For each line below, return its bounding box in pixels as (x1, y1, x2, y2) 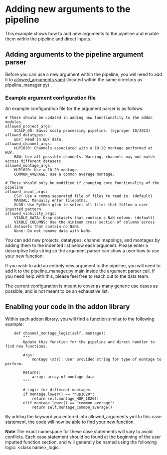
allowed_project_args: (5, 124, 52, 129)
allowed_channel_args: (5, 141, 52, 146)
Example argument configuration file (5, 94, 96, 101)
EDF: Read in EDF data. (14, 137, 64, 142)
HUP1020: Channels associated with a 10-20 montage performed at (14, 146, 153, 151)
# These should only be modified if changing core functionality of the (5, 181, 160, 186)
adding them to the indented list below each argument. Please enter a (5, 242, 148, 248)
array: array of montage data (31, 374, 95, 379)
